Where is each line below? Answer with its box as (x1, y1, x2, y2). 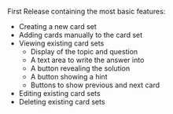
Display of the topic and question (30, 47, 138, 56)
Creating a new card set (18, 22, 98, 31)
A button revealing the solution (30, 64, 131, 73)
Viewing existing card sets (18, 39, 105, 48)
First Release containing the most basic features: (7, 7, 166, 16)
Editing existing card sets (18, 89, 101, 97)
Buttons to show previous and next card (30, 80, 160, 90)
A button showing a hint (30, 72, 108, 81)
